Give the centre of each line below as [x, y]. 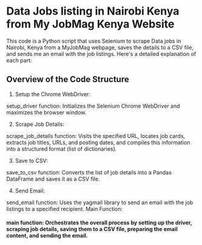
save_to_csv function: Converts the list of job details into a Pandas [89, 172]
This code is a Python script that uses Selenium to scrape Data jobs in [94, 41]
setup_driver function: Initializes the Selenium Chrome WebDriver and [93, 106]
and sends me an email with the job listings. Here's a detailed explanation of [101, 53]
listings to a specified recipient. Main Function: [65, 209]
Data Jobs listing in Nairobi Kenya [93, 11]
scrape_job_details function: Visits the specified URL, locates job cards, [96, 136]
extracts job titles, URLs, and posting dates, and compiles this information [98, 142]
